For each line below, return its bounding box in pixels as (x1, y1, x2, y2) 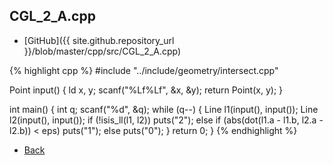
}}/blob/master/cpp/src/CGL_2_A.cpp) (23, 45, 182, 57)
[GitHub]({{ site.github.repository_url (23, 34, 175, 46)
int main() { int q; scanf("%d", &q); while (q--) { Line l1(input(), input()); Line (9, 103, 319, 115)
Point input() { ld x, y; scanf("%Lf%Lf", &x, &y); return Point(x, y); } (9, 84, 284, 96)
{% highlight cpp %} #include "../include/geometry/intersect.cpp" (9, 64, 279, 76)
